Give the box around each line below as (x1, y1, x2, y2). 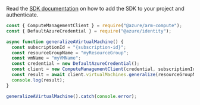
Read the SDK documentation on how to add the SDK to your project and (6, 5, 185, 12)
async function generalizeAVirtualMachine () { (6, 38, 124, 45)
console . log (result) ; (11, 77, 65, 83)
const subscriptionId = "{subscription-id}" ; (11, 44, 127, 50)
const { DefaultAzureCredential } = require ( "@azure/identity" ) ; (6, 28, 171, 34)
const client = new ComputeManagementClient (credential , (11, 66, 156, 73)
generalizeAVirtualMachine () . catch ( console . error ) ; (6, 93, 137, 99)
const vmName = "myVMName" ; (11, 55, 82, 61)
